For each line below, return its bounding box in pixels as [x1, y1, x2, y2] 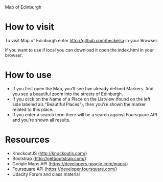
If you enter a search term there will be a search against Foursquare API [12, 111, 158, 117]
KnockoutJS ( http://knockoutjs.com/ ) [12, 150, 87, 156]
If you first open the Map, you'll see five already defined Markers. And [12, 85, 154, 91]
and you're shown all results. [12, 117, 70, 123]
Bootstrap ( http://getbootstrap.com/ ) [12, 156, 87, 161]
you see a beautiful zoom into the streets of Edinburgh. [12, 91, 123, 97]
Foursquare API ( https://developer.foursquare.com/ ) [12, 166, 117, 172]
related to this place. [12, 106, 54, 112]
